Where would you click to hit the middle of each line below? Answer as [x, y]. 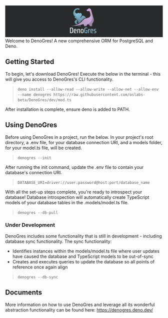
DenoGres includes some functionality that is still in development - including [84, 236]
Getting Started [30, 62]
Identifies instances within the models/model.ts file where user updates [86, 251]
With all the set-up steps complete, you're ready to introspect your [74, 192]
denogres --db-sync [38, 277]
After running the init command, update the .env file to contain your [74, 167]
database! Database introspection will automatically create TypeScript [77, 197]
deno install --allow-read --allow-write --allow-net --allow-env [88, 89]
